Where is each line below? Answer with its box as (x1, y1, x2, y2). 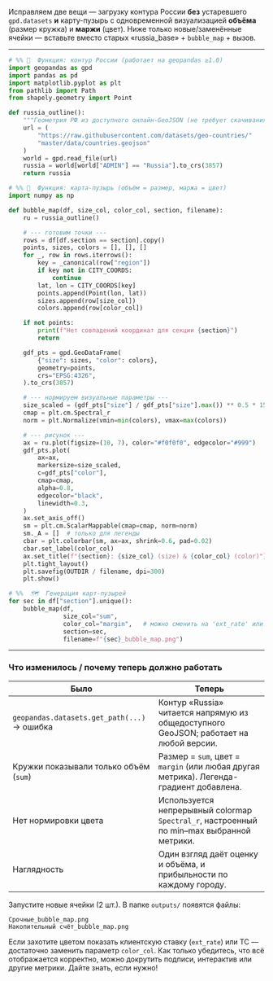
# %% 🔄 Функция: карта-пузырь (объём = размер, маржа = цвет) (8, 184, 227, 192)
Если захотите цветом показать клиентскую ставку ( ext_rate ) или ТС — (8, 936, 259, 947)
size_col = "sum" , (63, 612, 118, 620)
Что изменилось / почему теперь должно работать (8, 662, 223, 673)
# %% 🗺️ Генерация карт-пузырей (8, 589, 127, 598)
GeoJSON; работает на (158, 727, 249, 738)
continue (51, 274, 82, 282)
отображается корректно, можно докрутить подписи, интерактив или (8, 954, 252, 964)
